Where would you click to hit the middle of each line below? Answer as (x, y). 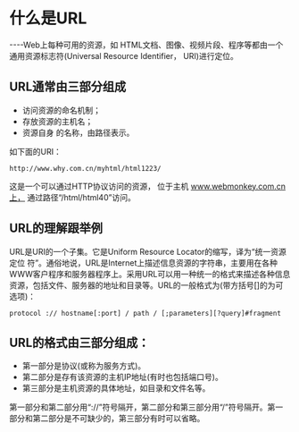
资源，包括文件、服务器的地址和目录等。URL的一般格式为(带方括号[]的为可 (146, 285)
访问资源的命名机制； (61, 110)
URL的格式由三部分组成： (79, 342)
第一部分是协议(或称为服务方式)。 (84, 366)
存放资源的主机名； (58, 121)
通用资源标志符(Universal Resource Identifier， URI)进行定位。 (124, 55)
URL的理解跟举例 (56, 229)
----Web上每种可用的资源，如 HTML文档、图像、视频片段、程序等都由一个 (146, 45)
